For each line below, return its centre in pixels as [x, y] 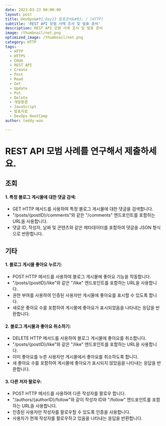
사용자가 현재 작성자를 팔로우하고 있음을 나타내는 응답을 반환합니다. [77, 419]
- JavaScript [23, 107]
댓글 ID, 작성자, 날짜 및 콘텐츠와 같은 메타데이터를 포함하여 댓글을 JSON [82, 228]
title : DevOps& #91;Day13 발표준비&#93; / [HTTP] [54, 19]
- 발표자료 [19, 112]
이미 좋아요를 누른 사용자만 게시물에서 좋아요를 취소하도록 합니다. [75, 357]
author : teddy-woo [24, 121]
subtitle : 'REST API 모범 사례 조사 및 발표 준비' [53, 24]
